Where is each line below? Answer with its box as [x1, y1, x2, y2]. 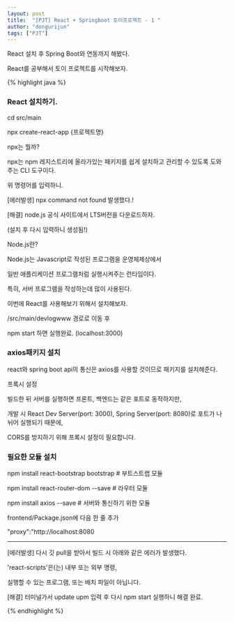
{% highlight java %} [7, 78, 66, 87]
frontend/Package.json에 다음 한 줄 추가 [7, 513, 119, 522]
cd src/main [7, 113, 42, 122]
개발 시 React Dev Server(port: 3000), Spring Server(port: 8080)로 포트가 [7, 409, 215, 418]
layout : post [7, 10, 45, 17]
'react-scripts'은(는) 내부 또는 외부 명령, [7, 563, 117, 572]
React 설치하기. [7, 97, 58, 107]
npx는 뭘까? [7, 142, 40, 150]
